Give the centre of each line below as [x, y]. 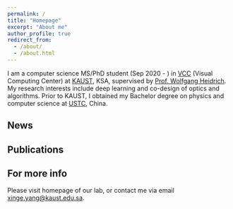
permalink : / [26, 14]
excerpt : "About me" [38, 27]
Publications [36, 149]
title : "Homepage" [34, 20]
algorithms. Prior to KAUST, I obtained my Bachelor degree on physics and [116, 95]
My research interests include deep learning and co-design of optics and [114, 88]
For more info [37, 174]
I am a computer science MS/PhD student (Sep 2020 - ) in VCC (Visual [110, 73]
